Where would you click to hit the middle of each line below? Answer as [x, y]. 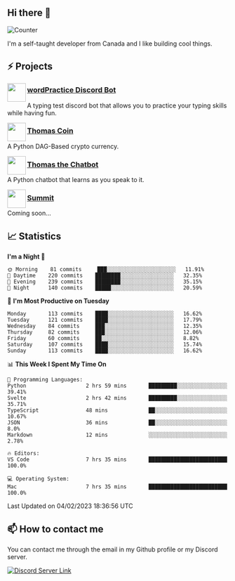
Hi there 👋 [29, 13]
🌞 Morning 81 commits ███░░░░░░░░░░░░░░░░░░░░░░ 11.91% [106, 270]
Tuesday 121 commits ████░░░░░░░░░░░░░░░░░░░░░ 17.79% [105, 320]
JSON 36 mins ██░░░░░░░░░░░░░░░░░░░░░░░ [117, 423]
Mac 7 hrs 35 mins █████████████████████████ [117, 487]
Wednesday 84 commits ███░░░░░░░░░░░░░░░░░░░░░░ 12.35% [105, 326]
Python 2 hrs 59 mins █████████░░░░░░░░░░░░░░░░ [117, 386]
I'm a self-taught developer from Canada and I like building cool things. [110, 44]
